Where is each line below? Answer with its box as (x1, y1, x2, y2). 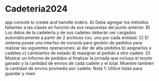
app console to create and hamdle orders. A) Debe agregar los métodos (5, 19, 149, 25)
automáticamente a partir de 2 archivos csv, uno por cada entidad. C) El (5, 35, 149, 40)
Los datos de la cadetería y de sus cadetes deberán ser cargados (5, 29, 136, 35)
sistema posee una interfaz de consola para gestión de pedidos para (5, 40, 143, 45)
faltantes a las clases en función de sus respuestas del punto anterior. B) (5, 24, 150, 30)
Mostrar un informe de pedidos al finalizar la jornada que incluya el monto (5, 55, 153, 61)
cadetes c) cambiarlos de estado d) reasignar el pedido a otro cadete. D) (5, 50, 151, 56)
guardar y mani (5, 70, 35, 76)
